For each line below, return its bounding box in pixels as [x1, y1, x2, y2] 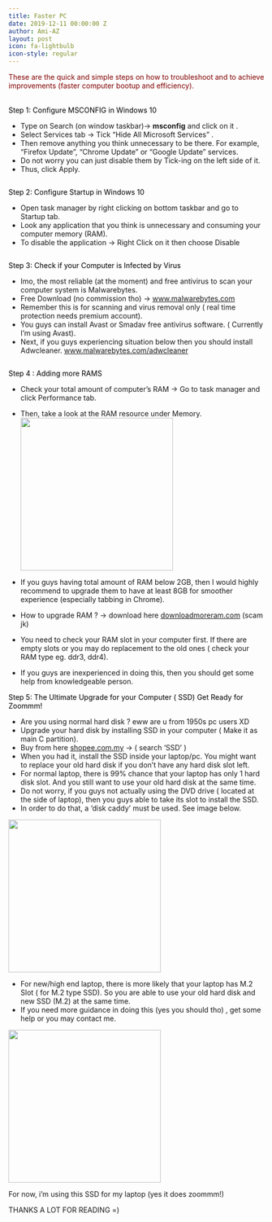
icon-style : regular [8, 50, 79, 58]
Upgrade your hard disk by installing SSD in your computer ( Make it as [19, 726, 258, 735]
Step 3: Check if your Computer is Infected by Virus [8, 261, 181, 270]
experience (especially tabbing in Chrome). [19, 595, 165, 604]
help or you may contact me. [19, 1013, 116, 1023]
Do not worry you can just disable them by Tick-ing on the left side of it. [19, 156, 261, 165]
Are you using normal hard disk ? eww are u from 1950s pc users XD [19, 717, 250, 726]
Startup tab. [19, 212, 61, 221]
